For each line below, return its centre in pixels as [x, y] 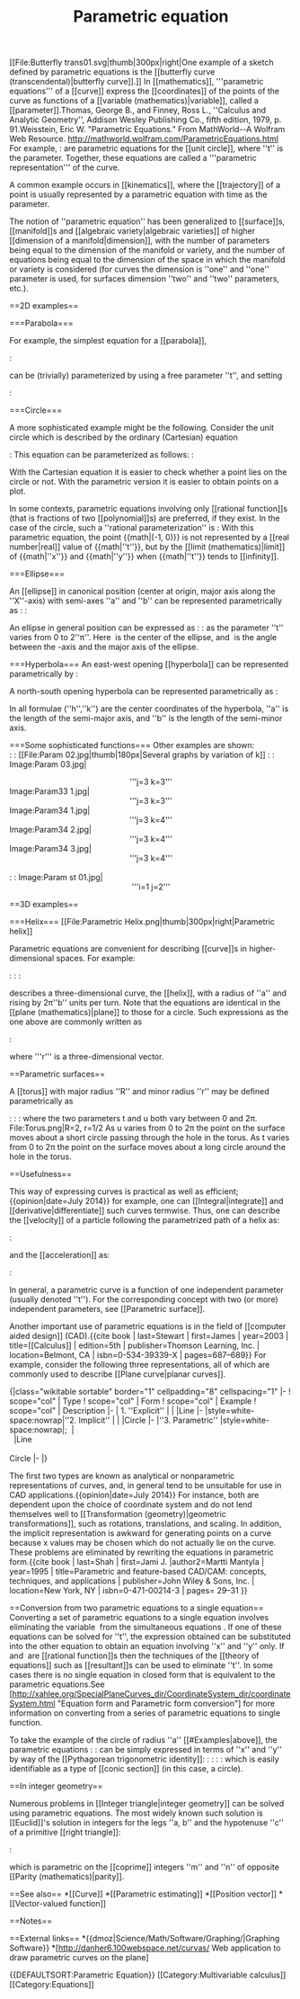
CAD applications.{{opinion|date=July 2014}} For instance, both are [134, 1495]
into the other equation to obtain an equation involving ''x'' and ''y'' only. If [147, 1646]
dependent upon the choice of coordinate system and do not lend [131, 1504]
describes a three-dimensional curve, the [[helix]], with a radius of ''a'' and [148, 993]
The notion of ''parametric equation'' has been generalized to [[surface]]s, [147, 221]
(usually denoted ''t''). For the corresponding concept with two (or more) [144, 1299]
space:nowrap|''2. [43, 1420]
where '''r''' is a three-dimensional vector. [87, 1057]
